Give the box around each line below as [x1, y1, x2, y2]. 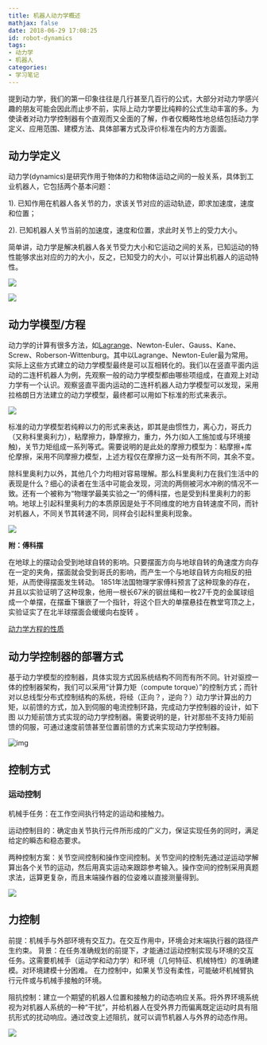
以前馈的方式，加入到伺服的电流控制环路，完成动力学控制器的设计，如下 [21, 703, 259, 712]
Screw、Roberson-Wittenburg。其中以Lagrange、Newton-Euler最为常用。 [8, 350, 253, 360]
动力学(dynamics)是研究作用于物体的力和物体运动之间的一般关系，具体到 [8, 172, 247, 182]
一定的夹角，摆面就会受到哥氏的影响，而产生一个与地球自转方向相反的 [14, 567, 245, 577]
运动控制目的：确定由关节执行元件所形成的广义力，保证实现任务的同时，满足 [8, 825, 259, 835]
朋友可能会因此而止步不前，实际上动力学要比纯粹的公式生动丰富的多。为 [21, 104, 259, 113]
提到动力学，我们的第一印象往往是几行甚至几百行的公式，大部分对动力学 [8, 93, 245, 104]
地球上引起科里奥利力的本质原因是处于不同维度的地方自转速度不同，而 [21, 499, 252, 508]
